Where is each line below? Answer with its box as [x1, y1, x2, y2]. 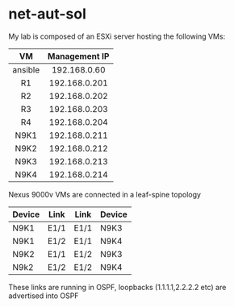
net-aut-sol [8, 5, 87, 23]
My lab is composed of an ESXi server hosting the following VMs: [8, 31, 226, 41]
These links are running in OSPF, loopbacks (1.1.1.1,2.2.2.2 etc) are [8, 282, 227, 292]
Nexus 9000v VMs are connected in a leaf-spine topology [8, 189, 202, 199]
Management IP [47, 50, 110, 61]
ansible [12, 64, 40, 75]
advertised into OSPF [8, 291, 79, 301]
